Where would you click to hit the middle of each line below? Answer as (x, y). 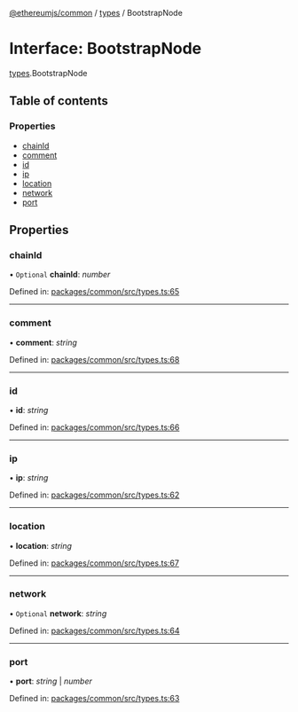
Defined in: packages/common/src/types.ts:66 (94, 427)
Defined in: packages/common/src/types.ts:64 (94, 630)
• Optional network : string (58, 613)
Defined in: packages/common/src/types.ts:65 (94, 292)
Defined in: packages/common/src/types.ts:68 (94, 359)
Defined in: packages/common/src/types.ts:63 (94, 699)
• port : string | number (51, 681)
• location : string (41, 545)
